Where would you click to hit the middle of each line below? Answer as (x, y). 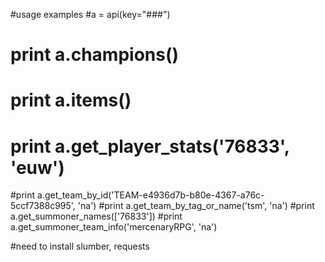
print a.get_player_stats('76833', (150, 146)
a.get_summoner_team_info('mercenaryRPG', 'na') (114, 227)
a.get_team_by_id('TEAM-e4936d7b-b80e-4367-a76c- (151, 195)
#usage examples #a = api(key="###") (90, 14)
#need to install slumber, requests (80, 246)
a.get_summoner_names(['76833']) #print (96, 216)
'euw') (37, 167)
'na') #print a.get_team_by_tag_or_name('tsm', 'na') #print (196, 206)
